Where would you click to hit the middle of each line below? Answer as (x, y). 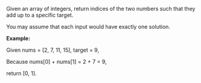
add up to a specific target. (40, 15)
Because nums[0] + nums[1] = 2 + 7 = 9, (56, 62)
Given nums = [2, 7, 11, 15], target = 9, (53, 50)
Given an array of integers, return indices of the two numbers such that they (101, 9)
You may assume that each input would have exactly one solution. (88, 27)
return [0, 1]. (22, 73)
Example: (18, 38)
